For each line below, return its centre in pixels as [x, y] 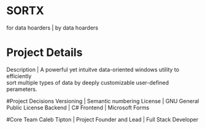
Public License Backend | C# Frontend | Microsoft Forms [78, 107]
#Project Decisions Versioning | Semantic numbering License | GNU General [103, 101]
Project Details [44, 53]
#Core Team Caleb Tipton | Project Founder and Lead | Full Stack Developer [102, 119]
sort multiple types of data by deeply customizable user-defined [88, 82]
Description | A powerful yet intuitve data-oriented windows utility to [93, 69]
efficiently [19, 76]
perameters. [22, 89]
